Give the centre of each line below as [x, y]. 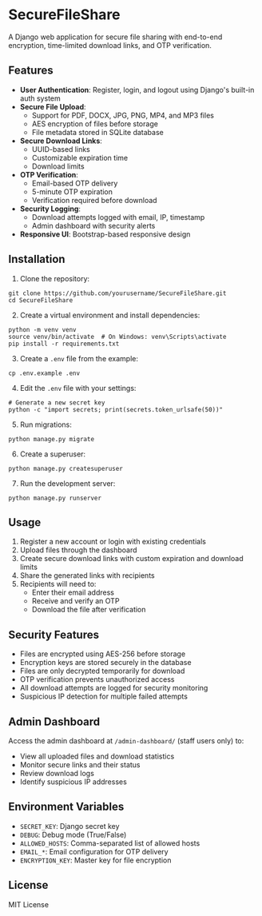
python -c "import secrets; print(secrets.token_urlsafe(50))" [116, 409]
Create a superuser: [53, 454]
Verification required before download [94, 200]
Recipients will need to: [58, 584]
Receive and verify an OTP [75, 601]
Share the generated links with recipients [87, 575]
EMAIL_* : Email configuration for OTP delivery [94, 851]
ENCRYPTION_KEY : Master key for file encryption [95, 860]
